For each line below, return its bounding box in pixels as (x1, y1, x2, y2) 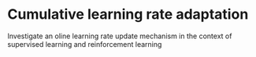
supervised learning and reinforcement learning (7, 39, 162, 48)
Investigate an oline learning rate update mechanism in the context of (7, 31, 232, 41)
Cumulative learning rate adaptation (7, 5, 249, 23)
